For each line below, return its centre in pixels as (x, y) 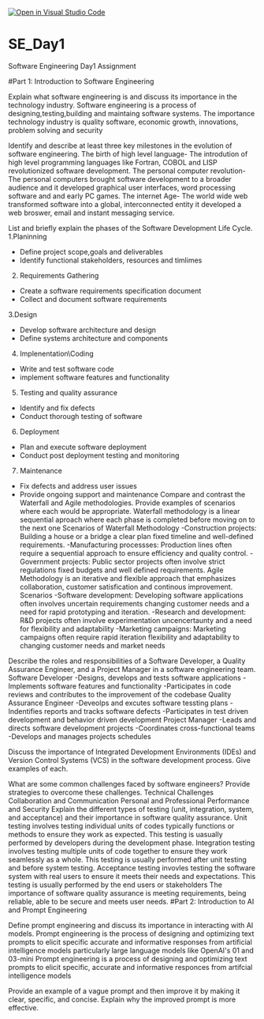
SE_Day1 (37, 44)
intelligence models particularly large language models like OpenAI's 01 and (131, 950)
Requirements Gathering (59, 275)
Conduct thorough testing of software (81, 416)
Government (40, 561)
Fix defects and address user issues (78, 485)
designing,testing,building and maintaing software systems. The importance (132, 113)
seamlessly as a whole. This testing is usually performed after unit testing (127, 859)
